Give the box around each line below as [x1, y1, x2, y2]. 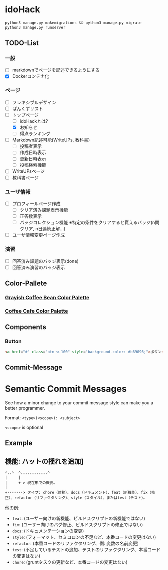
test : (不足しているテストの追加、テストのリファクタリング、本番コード [12, 546, 161, 552]
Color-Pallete [5, 279, 47, 288]
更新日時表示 [19, 156, 46, 162]
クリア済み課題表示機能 [19, 207, 68, 213]
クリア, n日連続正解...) [19, 226, 66, 232]
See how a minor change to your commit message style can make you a [5, 399, 153, 406]
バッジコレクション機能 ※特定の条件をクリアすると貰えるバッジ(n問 [19, 219, 160, 226]
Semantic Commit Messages [5, 383, 127, 395]
